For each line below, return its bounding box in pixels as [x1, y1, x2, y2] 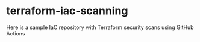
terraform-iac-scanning [6, 4, 128, 18]
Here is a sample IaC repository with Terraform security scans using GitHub [6, 24, 194, 31]
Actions [6, 30, 25, 37]
